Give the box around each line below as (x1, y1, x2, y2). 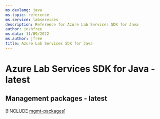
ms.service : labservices (5, 17, 58, 22)
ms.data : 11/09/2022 (5, 31, 50, 36)
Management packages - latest (5, 94, 108, 103)
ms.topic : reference (5, 12, 50, 17)
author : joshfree (5, 27, 43, 32)
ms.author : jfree (5, 36, 43, 42)
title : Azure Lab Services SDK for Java (5, 41, 93, 46)
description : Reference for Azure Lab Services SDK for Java (5, 22, 139, 27)
